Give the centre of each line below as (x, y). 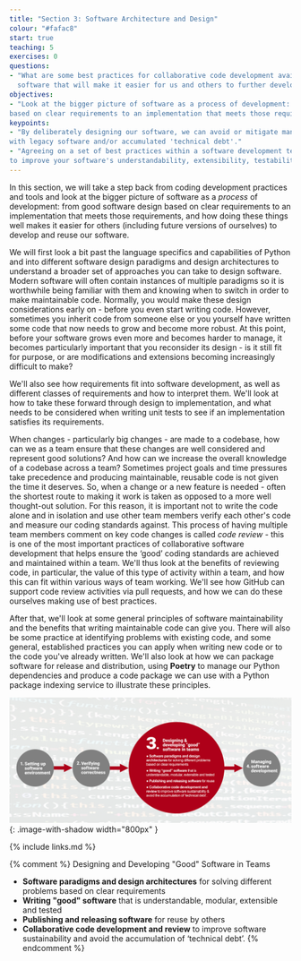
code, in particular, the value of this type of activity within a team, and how (147, 572)
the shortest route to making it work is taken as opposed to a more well (140, 496)
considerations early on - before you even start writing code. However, (140, 309)
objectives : (31, 94)
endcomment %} (53, 948)
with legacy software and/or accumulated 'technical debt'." (126, 142)
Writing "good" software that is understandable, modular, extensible (150, 901)
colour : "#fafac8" (43, 28)
